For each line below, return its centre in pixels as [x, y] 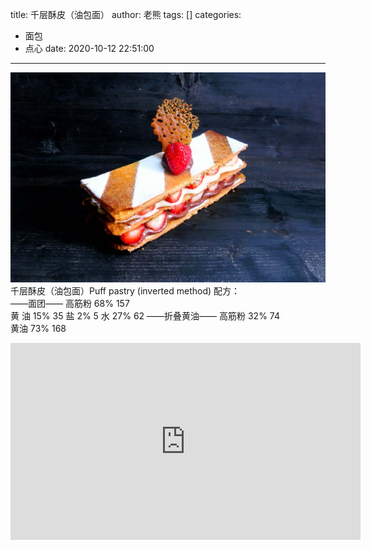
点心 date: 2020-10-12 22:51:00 [89, 48]
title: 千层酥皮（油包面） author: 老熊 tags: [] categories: [126, 14]
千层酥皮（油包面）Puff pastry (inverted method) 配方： [125, 290]
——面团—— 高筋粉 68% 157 [70, 303]
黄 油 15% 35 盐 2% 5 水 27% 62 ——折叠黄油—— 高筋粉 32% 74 [145, 315]
